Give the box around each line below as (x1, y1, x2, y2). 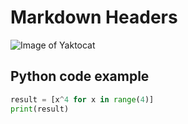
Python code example (10, 68, 150, 85)
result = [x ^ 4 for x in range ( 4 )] (10, 94, 155, 105)
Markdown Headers (10, 6, 178, 29)
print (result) (10, 104, 70, 114)
